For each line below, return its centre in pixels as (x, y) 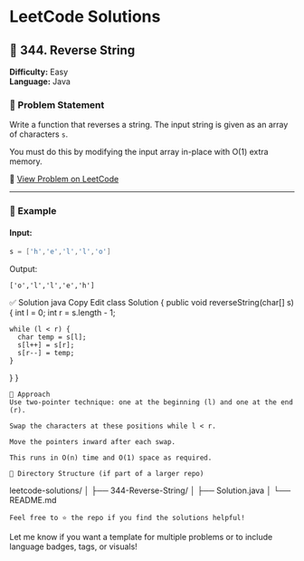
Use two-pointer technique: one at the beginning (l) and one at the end (152, 402)
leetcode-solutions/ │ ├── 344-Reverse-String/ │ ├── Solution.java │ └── (150, 490)
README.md (33, 500)
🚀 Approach (30, 395)
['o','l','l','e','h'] (52, 286)
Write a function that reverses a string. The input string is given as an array (149, 125)
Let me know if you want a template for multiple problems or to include (141, 537)
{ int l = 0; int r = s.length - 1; (62, 313)
